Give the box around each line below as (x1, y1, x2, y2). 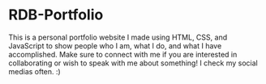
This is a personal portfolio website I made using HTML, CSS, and (8, 32, 228, 42)
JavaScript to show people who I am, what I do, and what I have (8, 40, 222, 50)
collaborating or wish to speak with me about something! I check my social (8, 58, 258, 68)
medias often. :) (8, 66, 61, 76)
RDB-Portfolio (8, 6, 104, 24)
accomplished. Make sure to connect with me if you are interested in (8, 49, 238, 59)
